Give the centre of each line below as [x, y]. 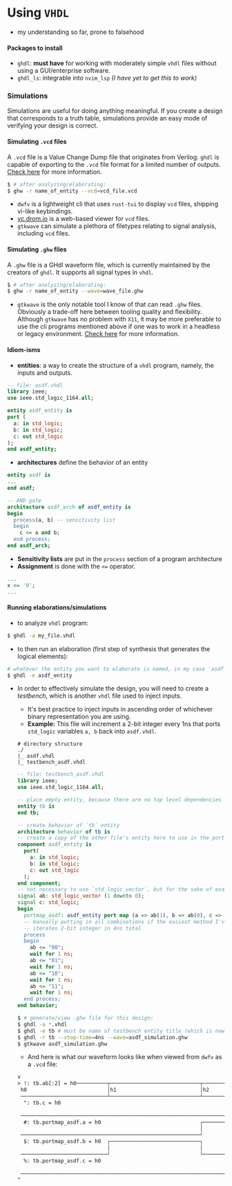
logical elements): [42, 656]
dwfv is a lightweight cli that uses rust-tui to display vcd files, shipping [118, 204]
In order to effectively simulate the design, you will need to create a [113, 689]
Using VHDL [38, 13]
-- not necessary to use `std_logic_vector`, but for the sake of [115, 889]
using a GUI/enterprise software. [64, 71]
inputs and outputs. [45, 373]
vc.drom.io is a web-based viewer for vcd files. [84, 219]
